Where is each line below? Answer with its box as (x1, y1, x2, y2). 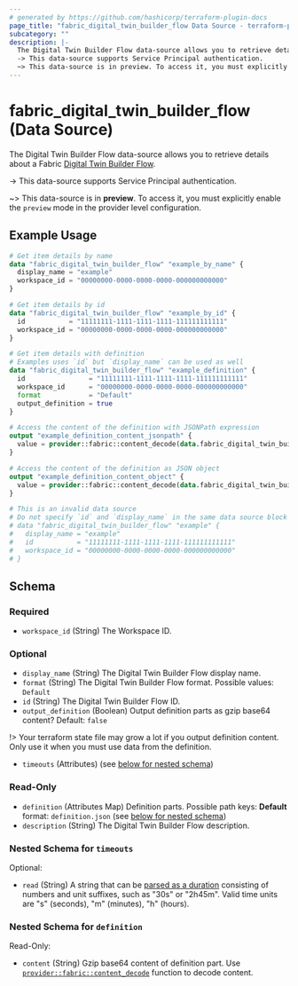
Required (9, 605, 50, 618)
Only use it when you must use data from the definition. (9, 742, 212, 753)
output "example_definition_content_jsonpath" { (9, 431, 192, 440)
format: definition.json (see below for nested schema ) (21, 810, 227, 821)
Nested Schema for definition (9, 920, 144, 933)
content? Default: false (21, 715, 108, 726)
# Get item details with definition (9, 350, 145, 359)
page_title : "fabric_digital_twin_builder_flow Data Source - (9, 21, 244, 30)
